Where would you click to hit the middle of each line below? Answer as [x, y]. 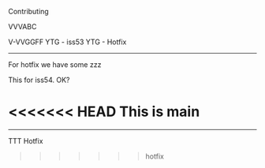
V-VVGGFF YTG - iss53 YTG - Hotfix [67, 42]
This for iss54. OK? [39, 80]
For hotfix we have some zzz [55, 65]
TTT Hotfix [26, 140]
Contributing [28, 11]
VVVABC [22, 26]
